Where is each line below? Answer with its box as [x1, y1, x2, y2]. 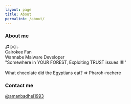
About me [5, 32, 29, 39]
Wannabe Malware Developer [5, 54, 65, 60]
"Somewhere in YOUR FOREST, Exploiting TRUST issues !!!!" [5, 59, 127, 65]
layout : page [5, 7, 32, 12]
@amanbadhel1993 [5, 93, 44, 99]
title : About [5, 12, 32, 17]
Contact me [5, 82, 34, 89]
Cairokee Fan [5, 49, 32, 54]
